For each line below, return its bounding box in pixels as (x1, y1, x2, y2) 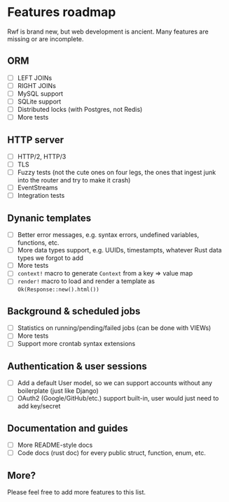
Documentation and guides (7, 422, 128, 434)
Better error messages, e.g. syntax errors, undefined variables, (17, 231, 200, 239)
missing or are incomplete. (7, 34, 84, 43)
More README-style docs (17, 441, 93, 450)
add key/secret (17, 402, 61, 410)
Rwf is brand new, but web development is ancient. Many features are (7, 27, 209, 36)
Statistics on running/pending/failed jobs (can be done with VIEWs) (17, 324, 211, 332)
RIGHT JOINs (17, 81, 56, 89)
